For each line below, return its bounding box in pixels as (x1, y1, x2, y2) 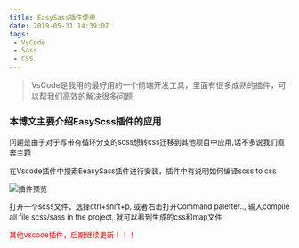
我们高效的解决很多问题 (46, 91, 133, 101)
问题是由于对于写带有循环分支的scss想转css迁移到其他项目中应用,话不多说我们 (9, 137, 278, 148)
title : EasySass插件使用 (9, 12, 96, 22)
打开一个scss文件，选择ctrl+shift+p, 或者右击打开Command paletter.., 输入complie (9, 202, 290, 212)
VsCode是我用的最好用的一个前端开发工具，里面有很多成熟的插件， (30, 80, 279, 90)
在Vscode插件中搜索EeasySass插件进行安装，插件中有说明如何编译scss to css (9, 166, 277, 176)
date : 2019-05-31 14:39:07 (9, 21, 109, 30)
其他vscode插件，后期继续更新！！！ (9, 230, 136, 240)
